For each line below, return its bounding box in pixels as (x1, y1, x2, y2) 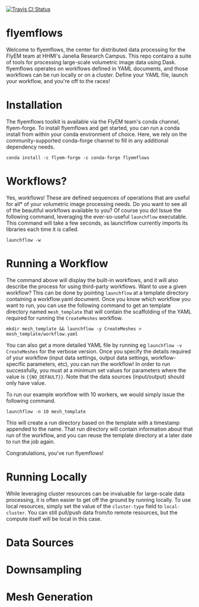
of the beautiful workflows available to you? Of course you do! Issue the (6, 207, 182, 214)
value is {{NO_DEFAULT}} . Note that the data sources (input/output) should (6, 373, 185, 380)
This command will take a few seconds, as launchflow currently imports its (6, 219, 188, 226)
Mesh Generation (6, 590, 94, 604)
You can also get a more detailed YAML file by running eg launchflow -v (6, 342, 182, 349)
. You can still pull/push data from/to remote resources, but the (24, 508, 178, 516)
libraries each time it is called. (6, 226, 79, 233)
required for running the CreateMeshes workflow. (6, 314, 123, 321)
